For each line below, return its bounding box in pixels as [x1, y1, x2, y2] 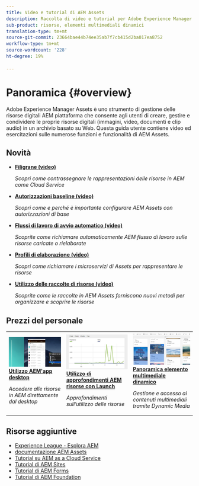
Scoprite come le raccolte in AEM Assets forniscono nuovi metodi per [14, 292, 185, 299]
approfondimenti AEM [66, 376, 122, 383]
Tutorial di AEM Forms [14, 467, 69, 474]
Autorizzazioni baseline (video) [14, 193, 94, 200]
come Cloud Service [14, 181, 65, 188]
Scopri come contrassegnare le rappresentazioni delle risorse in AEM [14, 175, 185, 182]
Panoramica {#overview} [6, 86, 132, 99]
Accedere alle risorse [8, 385, 61, 392]
